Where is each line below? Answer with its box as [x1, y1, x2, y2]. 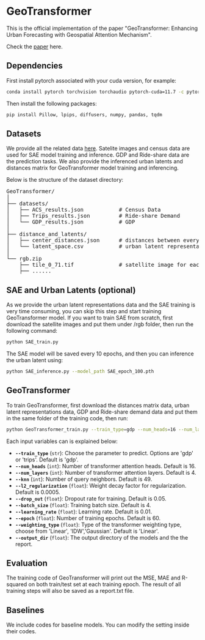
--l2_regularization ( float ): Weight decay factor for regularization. [15, 482, 187, 489]
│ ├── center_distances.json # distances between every [6, 237, 200, 244]
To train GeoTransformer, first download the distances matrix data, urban [6, 401, 190, 409]
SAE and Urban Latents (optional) [6, 285, 136, 295]
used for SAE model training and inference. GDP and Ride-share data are [6, 151, 190, 158]
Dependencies [6, 61, 63, 71]
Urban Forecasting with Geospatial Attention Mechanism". [6, 31, 152, 38]
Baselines [6, 605, 45, 616]
